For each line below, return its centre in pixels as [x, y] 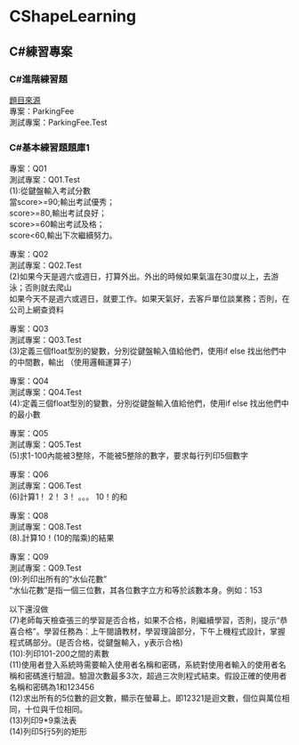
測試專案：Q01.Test [44, 180]
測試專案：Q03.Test [45, 340]
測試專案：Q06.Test [45, 486]
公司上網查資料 [36, 310]
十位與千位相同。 [56, 709]
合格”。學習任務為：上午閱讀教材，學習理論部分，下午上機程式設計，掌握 [151, 632]
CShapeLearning [73, 16]
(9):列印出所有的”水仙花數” [58, 579]
